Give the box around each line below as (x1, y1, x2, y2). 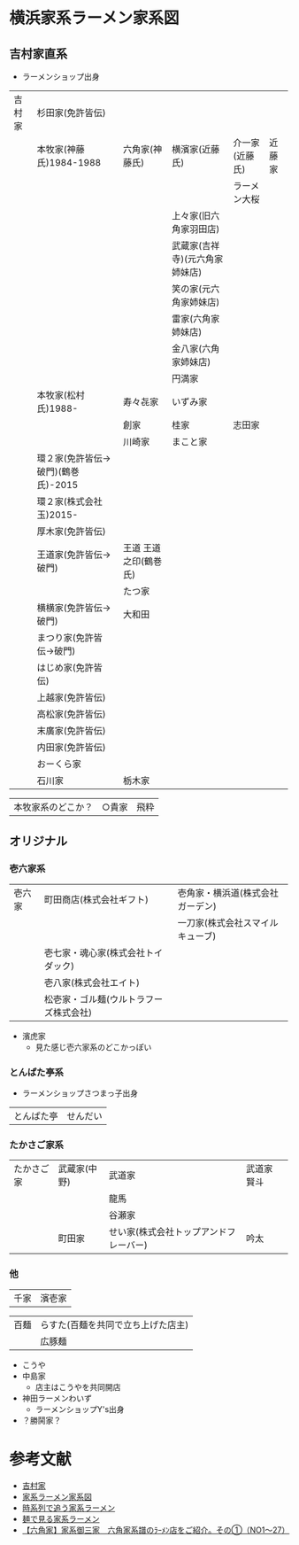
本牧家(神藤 (36, 144, 86, 155)
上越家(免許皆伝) (36, 692, 106, 703)
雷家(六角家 (171, 313, 220, 324)
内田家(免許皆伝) (36, 741, 106, 753)
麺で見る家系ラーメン (21, 1513, 100, 1524)
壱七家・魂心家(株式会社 (43, 946, 146, 959)
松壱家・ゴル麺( (43, 993, 111, 1005)
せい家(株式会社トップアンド (108, 1226, 227, 1238)
